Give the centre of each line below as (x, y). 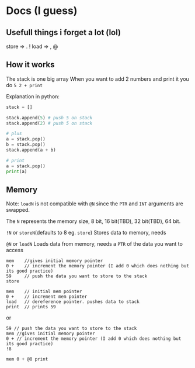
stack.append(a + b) (31, 150)
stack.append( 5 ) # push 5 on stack (49, 118)
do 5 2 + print (24, 85)
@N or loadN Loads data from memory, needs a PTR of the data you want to (94, 244)
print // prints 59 (31, 307)
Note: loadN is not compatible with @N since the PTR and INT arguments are (95, 204)
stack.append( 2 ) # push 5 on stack (49, 123)
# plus (14, 134)
